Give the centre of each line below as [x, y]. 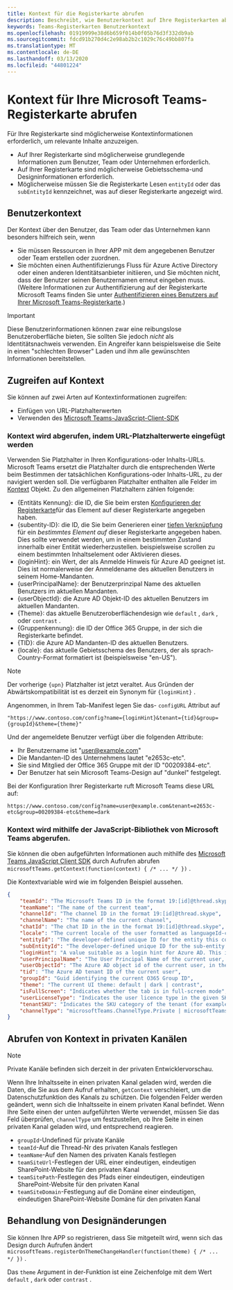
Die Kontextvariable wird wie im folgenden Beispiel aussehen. [95, 882]
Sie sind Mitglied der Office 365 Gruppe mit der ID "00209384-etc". [114, 765]
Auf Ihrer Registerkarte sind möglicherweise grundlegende [101, 154]
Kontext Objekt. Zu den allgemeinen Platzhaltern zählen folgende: [101, 489]
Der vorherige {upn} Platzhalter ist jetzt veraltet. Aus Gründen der [101, 685]
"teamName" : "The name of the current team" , [87, 907]
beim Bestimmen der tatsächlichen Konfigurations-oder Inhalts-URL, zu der [115, 475]
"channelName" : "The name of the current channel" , [96, 921]
